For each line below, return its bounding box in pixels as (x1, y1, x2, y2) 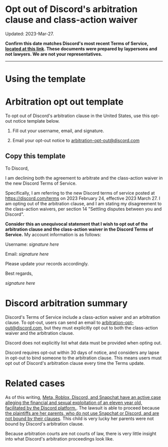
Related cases (5, 378, 65, 389)
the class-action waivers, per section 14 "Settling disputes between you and (5, 206, 162, 212)
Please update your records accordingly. (5, 260, 89, 266)
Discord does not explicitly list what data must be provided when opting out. (5, 339, 162, 346)
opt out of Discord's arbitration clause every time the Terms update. (5, 360, 145, 366)
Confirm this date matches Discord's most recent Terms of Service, (5, 40, 148, 46)
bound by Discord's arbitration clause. (5, 420, 84, 426)
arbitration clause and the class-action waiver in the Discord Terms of (5, 226, 153, 232)
